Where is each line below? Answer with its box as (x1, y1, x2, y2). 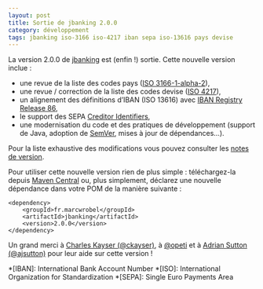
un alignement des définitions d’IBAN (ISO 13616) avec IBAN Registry (19, 95, 243, 104)
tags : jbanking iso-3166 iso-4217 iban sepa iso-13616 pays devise (8, 33, 234, 42)
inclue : (8, 64, 32, 73)
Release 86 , (19, 104, 58, 113)
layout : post (8, 11, 51, 20)
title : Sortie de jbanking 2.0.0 (8, 19, 118, 27)
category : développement (8, 26, 89, 34)
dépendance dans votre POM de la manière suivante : (8, 184, 182, 193)
